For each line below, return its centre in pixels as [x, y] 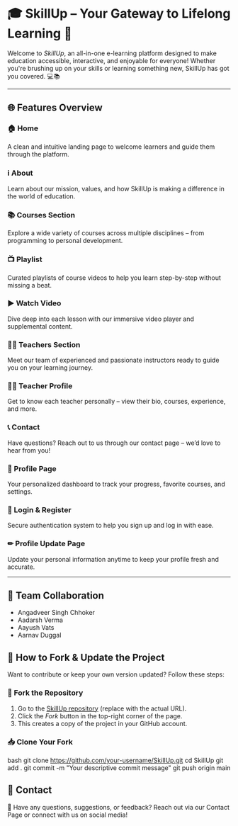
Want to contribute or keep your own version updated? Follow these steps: [116, 674]
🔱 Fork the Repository [45, 693]
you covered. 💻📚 [34, 76]
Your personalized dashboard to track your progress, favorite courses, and [116, 484]
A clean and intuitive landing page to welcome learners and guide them [111, 147]
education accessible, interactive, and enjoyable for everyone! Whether [112, 60]
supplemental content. [40, 326]
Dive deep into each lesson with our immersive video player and [101, 319]
